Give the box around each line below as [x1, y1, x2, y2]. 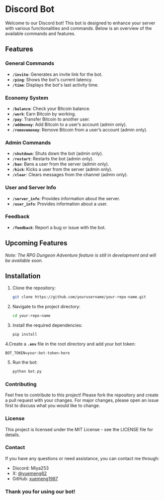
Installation [5, 272, 41, 280]
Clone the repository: [12, 285, 56, 291]
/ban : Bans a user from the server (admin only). [12, 161, 109, 167]
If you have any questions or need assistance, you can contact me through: [5, 455, 160, 461]
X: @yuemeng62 [12, 470, 47, 476]
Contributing [5, 380, 37, 387]
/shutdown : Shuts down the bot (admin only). [12, 150, 103, 156]
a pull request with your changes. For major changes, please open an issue [5, 397, 159, 403]
